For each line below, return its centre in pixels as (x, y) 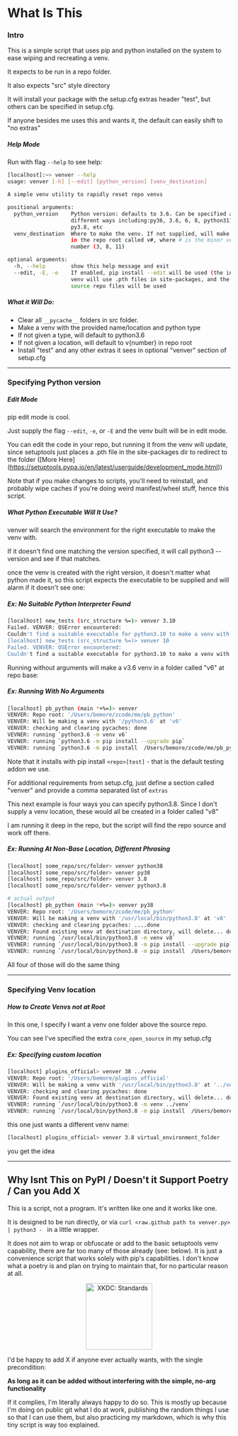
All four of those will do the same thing (64, 965)
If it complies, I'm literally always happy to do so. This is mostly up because (117, 1402)
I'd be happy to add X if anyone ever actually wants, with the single (105, 1359)
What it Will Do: (31, 302)
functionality (27, 1388)
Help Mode (24, 145)
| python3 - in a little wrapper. (53, 1229)
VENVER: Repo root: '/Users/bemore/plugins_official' (89, 1078)
